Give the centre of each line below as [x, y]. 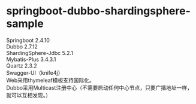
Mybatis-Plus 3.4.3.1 [31, 59]
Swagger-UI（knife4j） [35, 72]
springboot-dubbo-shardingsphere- [98, 11]
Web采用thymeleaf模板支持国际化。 [50, 80]
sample [25, 24]
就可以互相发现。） [28, 95]
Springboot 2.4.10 [28, 40]
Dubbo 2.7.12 [22, 47]
